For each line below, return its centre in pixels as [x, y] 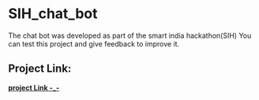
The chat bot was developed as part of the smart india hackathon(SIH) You [130, 35]
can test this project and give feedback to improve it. [94, 43]
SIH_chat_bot [53, 14]
